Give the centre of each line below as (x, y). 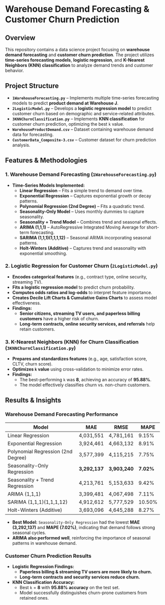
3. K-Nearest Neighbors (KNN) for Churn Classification (72, 342)
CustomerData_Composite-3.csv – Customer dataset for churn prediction (84, 139)
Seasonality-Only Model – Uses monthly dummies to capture (82, 211)
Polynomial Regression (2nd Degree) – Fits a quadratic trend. (82, 206)
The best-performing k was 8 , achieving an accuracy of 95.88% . (85, 380)
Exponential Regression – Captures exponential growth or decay (85, 196)
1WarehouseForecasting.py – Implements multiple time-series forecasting (85, 98)
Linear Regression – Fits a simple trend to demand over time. (82, 190)
